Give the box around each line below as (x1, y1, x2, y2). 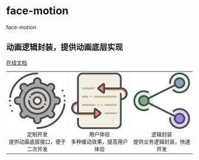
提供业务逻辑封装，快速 (133, 138, 191, 145)
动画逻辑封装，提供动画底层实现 (6, 43, 123, 53)
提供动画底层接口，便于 (8, 138, 66, 145)
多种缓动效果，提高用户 (70, 138, 129, 145)
